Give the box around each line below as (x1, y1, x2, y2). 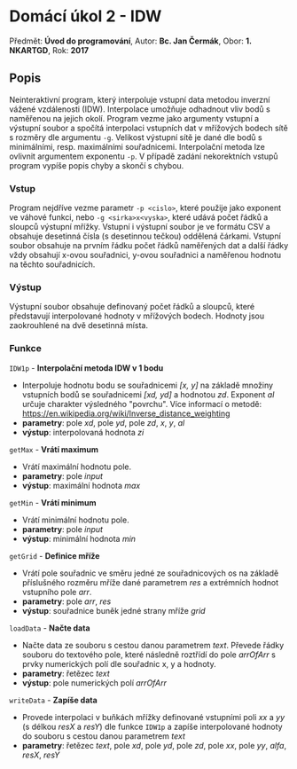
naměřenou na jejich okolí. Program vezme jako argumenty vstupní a (9, 113, 260, 123)
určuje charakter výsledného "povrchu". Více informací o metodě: (21, 398, 262, 409)
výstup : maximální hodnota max (21, 480, 141, 490)
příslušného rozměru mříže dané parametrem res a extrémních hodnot (21, 577, 279, 587)
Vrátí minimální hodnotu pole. (21, 514, 130, 525)
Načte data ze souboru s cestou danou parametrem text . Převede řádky (21, 640, 285, 650)
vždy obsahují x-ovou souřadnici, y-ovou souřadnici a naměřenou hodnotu (9, 250, 282, 261)
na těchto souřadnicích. (9, 259, 96, 270)
